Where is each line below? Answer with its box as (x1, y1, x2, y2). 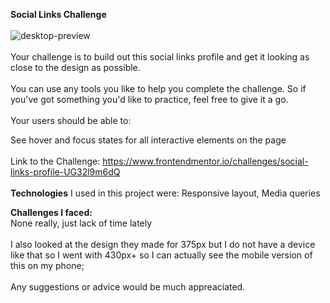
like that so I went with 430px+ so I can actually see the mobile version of (10, 249, 313, 261)
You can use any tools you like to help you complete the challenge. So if (10, 83, 307, 94)
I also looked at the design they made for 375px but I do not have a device (10, 239, 316, 250)
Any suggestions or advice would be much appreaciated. (10, 281, 246, 293)
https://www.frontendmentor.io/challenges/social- (102, 155, 309, 167)
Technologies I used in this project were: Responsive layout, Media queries (10, 187, 321, 199)
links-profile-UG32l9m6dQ (10, 166, 121, 178)
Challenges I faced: (10, 207, 93, 218)
